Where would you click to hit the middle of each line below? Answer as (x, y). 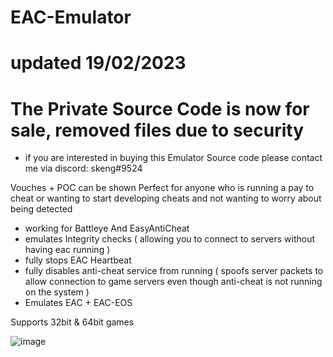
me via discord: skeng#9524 (83, 168)
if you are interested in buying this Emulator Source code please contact (173, 158)
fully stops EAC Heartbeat (78, 260)
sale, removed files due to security (157, 130)
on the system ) (57, 292)
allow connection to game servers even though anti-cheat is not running (173, 282)
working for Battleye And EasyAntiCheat (107, 228)
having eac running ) (67, 250)
